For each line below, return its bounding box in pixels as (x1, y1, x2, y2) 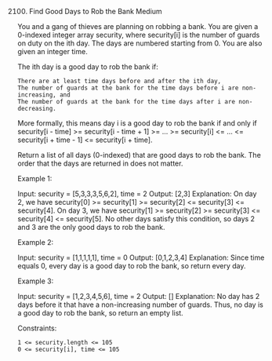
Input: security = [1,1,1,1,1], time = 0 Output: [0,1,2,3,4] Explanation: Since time (17, 253, 265, 262)
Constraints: (17, 323, 57, 333)
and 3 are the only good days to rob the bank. (17, 223, 165, 232)
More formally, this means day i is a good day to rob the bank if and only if (17, 119, 258, 128)
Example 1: (17, 174, 53, 183)
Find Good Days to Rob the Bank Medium (28, 7, 162, 16)
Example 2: (17, 238, 54, 246)
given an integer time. (17, 47, 88, 56)
